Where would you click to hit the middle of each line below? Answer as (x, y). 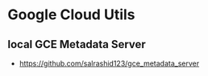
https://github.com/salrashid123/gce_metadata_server (109, 63)
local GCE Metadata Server (77, 44)
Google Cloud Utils (71, 15)
